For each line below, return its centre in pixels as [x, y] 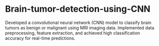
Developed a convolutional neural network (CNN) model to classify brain [78, 23]
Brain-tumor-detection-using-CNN [78, 9]
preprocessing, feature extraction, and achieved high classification [73, 33]
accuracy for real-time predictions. [40, 38]
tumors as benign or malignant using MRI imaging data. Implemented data [80, 27]
